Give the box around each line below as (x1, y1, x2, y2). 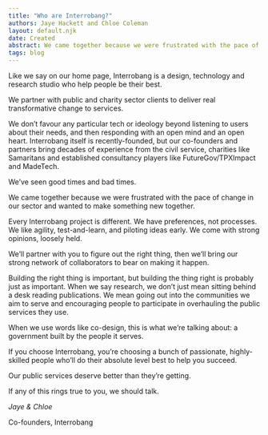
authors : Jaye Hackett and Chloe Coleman (8, 19, 149, 27)
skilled (8, 356, 30, 365)
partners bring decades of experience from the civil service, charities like (8, 145, 250, 154)
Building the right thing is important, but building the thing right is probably (8, 273, 254, 283)
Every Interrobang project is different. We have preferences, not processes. (8, 217, 258, 226)
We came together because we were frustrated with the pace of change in (8, 193, 254, 202)
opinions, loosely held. (8, 234, 82, 243)
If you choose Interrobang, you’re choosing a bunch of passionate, (8, 347, 228, 356)
